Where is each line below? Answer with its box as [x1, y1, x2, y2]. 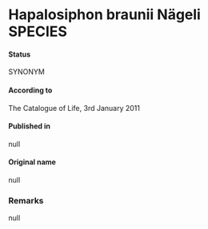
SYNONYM [8, 67, 46, 77]
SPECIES [8, 22, 68, 41]
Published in [8, 121, 50, 131]
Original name [8, 157, 56, 167]
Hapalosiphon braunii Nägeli [8, 6, 202, 24]
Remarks [8, 195, 44, 206]
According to [8, 85, 53, 95]
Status [8, 49, 31, 59]
